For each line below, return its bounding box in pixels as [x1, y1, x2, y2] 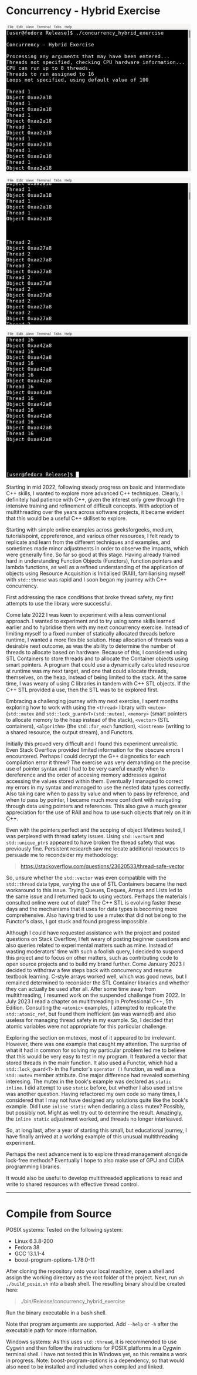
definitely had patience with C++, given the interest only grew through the [6, 496, 185, 503]
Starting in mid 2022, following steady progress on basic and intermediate [6, 483, 185, 491]
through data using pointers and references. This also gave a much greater [6, 803, 187, 810]
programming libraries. [6, 1163, 62, 1170]
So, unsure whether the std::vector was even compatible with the [6, 874, 167, 882]
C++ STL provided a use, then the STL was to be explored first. [6, 686, 159, 694]
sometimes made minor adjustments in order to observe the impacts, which [6, 545, 189, 552]
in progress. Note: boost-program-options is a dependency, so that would [6, 1357, 185, 1364]
